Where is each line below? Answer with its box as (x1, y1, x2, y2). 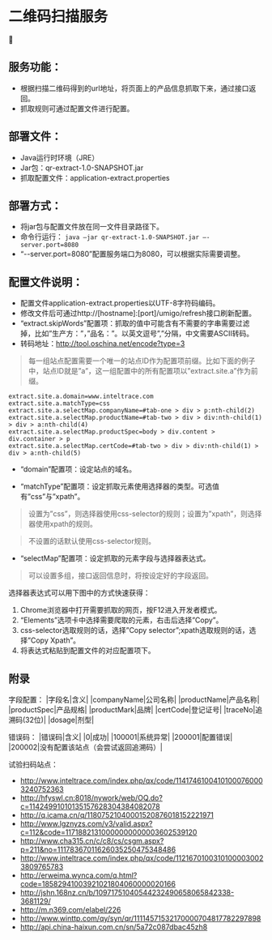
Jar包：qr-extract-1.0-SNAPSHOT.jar (19, 163, 144, 173)
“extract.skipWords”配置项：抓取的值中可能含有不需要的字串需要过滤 (19, 318, 250, 328)
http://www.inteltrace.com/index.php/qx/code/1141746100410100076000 (19, 775, 263, 785)
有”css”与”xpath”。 (19, 492, 85, 502)
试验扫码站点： (8, 759, 58, 769)
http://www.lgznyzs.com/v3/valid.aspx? (19, 819, 153, 828)
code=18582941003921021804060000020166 (19, 879, 176, 888)
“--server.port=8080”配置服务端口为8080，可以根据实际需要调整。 (19, 249, 245, 259)
